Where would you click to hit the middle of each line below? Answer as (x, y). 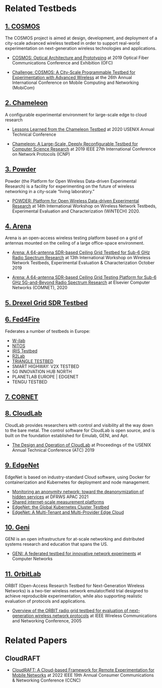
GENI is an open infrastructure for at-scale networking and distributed (75, 539)
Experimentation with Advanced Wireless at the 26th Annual (72, 77)
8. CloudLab (24, 414)
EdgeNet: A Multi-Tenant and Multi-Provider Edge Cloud (68, 512)
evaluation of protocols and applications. (45, 601)
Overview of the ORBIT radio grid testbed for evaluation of (70, 611)
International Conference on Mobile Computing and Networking (75, 82)
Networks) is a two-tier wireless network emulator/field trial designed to (77, 591)
